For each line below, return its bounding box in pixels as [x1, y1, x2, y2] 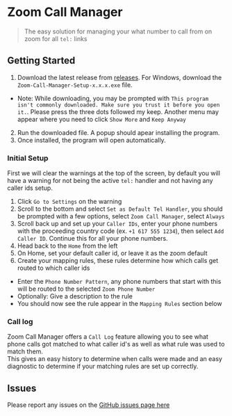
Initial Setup [7, 153, 49, 163]
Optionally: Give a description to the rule [17, 292, 133, 301]
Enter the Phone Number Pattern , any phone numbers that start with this [17, 278, 222, 286]
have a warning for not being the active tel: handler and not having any [7, 177, 213, 185]
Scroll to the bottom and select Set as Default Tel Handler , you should [17, 205, 224, 213]
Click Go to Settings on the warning [17, 198, 122, 206]
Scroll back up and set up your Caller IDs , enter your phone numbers [17, 220, 218, 228]
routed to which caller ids [17, 264, 90, 272]
